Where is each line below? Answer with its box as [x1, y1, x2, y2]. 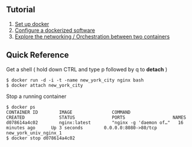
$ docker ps [6, 104, 35, 110]
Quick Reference [6, 50, 69, 60]
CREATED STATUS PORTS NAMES [6, 115, 186, 120]
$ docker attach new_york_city [6, 82, 83, 88]
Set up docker [14, 20, 50, 27]
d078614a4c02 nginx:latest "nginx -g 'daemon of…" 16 [6, 119, 184, 126]
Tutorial [6, 5, 35, 15]
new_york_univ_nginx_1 [6, 130, 62, 136]
